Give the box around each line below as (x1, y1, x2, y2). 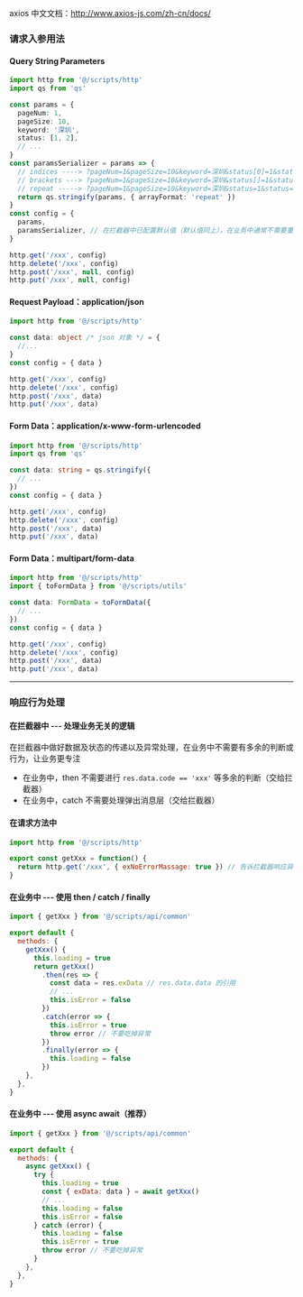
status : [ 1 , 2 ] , (17, 133, 78, 143)
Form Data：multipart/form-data (9, 553, 135, 564)
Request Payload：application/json (9, 296, 144, 307)
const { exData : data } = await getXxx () (41, 1187, 200, 1197)
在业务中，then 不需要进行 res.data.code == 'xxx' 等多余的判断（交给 (22, 772, 286, 783)
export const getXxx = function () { (9, 854, 147, 863)
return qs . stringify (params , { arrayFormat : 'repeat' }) (17, 192, 236, 201)
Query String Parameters (9, 55, 106, 66)
